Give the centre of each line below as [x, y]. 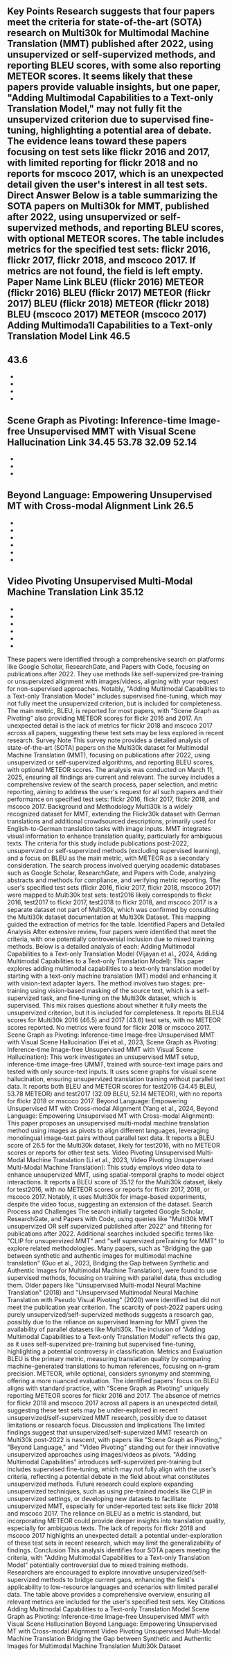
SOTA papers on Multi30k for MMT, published [108, 206]
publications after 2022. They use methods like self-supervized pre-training [115, 674]
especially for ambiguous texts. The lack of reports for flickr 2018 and [107, 1528]
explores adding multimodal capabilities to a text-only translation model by [114, 968]
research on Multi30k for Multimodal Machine [108, 33]
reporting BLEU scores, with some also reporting [114, 65]
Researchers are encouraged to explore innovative [79, 1572]
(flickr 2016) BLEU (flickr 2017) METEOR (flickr [109, 293]
